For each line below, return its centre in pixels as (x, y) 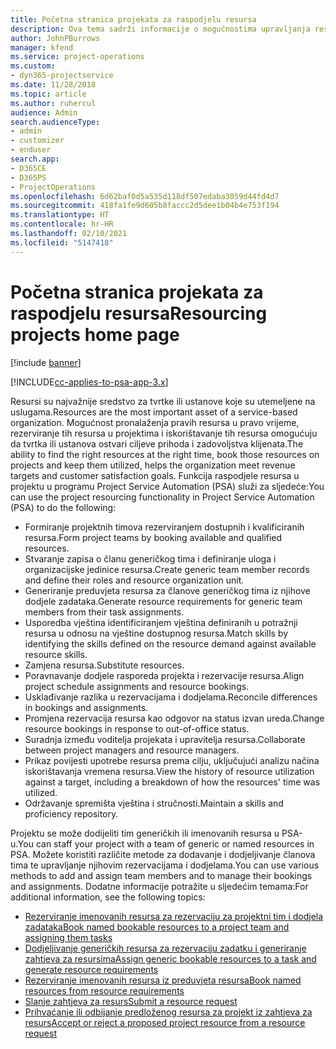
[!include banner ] (46, 362)
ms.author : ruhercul (53, 103)
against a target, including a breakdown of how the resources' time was (172, 782)
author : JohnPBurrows (55, 38)
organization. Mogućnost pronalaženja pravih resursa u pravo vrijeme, (155, 422)
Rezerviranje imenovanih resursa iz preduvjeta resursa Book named (163, 980)
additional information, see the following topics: (108, 897)
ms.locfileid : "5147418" (62, 242)
